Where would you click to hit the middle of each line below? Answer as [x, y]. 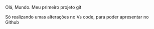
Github [12, 22]
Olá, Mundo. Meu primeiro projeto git [43, 7]
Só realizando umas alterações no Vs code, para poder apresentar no [77, 17]
